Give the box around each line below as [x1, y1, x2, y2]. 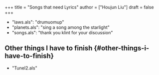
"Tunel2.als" [11, 65, 38, 71]
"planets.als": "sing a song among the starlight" [11, 24, 110, 30]
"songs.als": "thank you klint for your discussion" [11, 30, 113, 35]
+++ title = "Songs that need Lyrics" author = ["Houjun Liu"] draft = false [4, 4, 154, 10]
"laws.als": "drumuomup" [11, 19, 64, 25]
